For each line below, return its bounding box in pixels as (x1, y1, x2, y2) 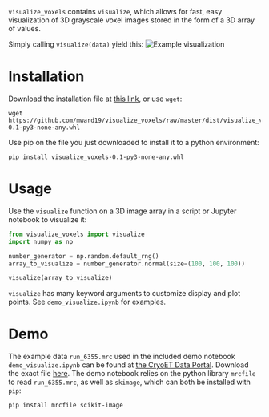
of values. (8, 24, 42, 33)
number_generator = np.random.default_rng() (8, 252, 159, 260)
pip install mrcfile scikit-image (8, 401, 124, 410)
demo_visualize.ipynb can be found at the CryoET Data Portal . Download (8, 360, 250, 370)
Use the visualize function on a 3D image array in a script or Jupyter (8, 206, 237, 216)
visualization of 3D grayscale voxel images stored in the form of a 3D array (8, 15, 255, 25)
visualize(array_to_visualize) (8, 274, 113, 282)
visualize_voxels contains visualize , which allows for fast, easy (8, 7, 223, 16)
